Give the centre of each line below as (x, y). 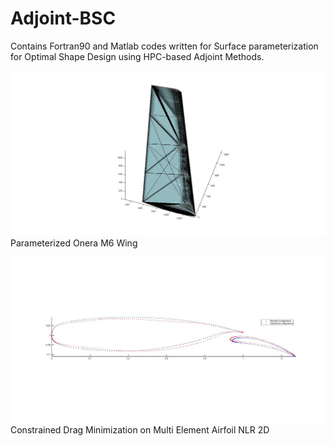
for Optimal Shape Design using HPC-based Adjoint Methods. (137, 56)
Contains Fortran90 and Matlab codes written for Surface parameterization (164, 46)
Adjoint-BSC (63, 18)
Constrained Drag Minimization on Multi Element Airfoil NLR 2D (140, 429)
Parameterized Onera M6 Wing (74, 243)
